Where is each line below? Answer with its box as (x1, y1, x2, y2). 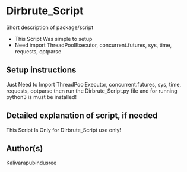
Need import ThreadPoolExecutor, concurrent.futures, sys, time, (14, 42, 172, 49)
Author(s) (6, 144, 43, 154)
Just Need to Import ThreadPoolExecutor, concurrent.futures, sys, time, (6, 81, 182, 88)
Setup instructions (6, 65, 77, 75)
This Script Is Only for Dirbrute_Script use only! (6, 126, 122, 133)
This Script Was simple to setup (14, 35, 93, 42)
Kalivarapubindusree (6, 159, 57, 167)
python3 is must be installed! (6, 93, 77, 100)
